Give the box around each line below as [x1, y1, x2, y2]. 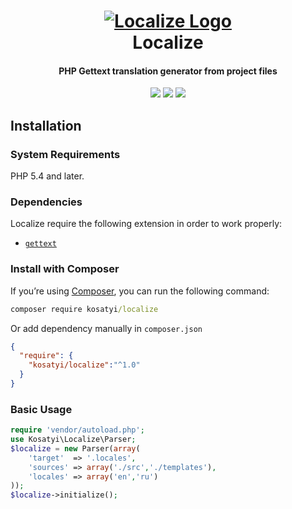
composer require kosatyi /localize [10, 304, 159, 314]
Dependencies [10, 195, 83, 209]
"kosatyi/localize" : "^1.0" [28, 360, 141, 370]
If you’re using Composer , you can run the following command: [10, 285, 270, 297]
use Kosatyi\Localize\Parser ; [10, 435, 137, 445]
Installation [10, 117, 82, 134]
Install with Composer [10, 262, 120, 276]
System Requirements [10, 147, 121, 161]
